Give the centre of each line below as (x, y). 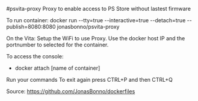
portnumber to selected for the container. (57, 45)
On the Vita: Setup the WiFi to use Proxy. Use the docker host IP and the (96, 38)
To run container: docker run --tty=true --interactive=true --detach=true (96, 20)
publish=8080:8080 (31, 27)
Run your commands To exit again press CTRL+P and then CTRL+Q (89, 80)
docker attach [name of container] (57, 68)
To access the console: (35, 56)
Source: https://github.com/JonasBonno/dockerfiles (71, 91)
